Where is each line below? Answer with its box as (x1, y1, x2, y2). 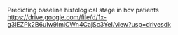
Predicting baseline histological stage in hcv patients (7, 6, 159, 14)
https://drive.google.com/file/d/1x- (7, 13, 107, 21)
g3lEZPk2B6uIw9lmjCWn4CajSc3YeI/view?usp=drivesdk (7, 21, 172, 28)
